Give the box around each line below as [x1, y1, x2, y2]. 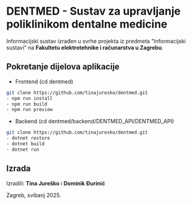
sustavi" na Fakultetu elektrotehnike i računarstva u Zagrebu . [6, 44, 164, 51]
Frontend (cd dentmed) [15, 77, 74, 85]
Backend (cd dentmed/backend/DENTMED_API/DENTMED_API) [15, 118, 174, 125]
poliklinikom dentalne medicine [6, 17, 168, 31]
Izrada [6, 164, 31, 174]
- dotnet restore [6, 135, 50, 142]
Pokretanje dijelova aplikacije [6, 62, 120, 72]
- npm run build [6, 101, 47, 107]
